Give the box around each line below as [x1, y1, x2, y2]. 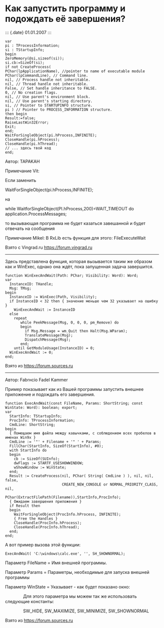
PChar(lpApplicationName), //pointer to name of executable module [5, 69, 145, 74]
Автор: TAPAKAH [5, 158, 40, 164]
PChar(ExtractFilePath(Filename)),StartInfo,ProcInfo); [5, 495, 121, 500]
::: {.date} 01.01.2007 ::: [5, 29, 52, 35]
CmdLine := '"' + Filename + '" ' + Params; [9, 439, 102, 444]
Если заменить [5, 177, 37, 183]
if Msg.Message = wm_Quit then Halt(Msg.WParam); [24, 328, 128, 333]
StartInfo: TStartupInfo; [9, 413, 62, 419]
